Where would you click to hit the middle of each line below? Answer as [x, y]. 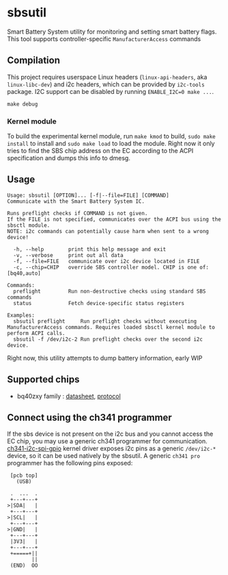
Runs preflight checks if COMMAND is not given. [77, 213]
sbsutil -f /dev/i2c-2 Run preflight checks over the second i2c [108, 339]
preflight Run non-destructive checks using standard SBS [110, 291]
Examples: [21, 315]
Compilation [33, 61]
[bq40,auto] [24, 273]
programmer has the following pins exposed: [70, 463]
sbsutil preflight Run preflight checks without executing [105, 321]
